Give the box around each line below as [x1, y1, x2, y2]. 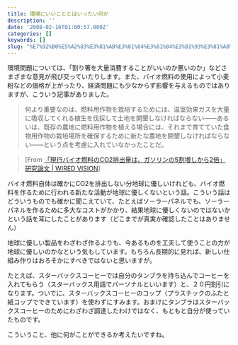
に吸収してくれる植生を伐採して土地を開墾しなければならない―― [24, 114, 217, 122]
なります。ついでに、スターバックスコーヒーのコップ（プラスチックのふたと [7, 289, 229, 297]
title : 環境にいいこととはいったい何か [7, 10, 109, 18]
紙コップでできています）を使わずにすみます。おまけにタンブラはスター [7, 298, 218, 306]
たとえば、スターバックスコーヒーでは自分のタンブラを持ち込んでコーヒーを [7, 271, 230, 279]
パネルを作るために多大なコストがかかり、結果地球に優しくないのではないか [7, 206, 231, 214]
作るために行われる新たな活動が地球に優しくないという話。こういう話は [19, 188, 231, 197]
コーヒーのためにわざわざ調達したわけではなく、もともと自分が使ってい [19, 307, 230, 315]
